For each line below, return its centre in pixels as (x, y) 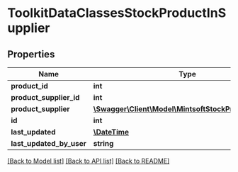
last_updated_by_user (49, 143)
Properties (31, 54)
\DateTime (111, 132)
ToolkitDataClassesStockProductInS (117, 13)
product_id (29, 86)
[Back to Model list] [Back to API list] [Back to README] (89, 161)
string (103, 143)
